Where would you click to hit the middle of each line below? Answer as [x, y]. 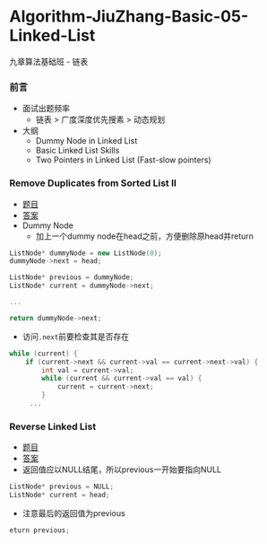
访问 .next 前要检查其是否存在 [76, 336]
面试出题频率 [46, 109]
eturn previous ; [39, 530]
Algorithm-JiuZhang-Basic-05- [129, 17]
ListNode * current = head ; [60, 496]
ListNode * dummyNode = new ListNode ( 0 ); [86, 253]
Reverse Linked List [53, 426]
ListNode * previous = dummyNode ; [72, 277]
